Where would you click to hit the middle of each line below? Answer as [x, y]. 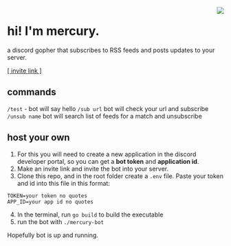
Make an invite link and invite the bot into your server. [93, 169]
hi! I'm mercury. [53, 31]
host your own [38, 137]
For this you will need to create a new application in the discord [107, 154]
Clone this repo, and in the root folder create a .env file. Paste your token [120, 176]
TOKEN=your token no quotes [47, 196]
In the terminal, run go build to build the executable [90, 214]
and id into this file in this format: [63, 183]
